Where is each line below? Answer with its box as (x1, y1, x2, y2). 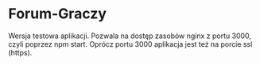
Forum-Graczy (8, 5, 107, 23)
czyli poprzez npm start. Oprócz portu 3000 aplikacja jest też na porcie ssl (8, 39, 253, 48)
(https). (8, 48, 33, 57)
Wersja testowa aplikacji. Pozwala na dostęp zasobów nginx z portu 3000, (8, 31, 252, 40)
